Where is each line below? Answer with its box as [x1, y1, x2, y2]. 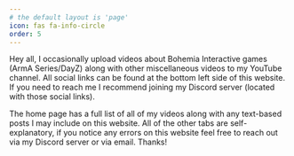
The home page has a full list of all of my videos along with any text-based [9, 108, 282, 120]
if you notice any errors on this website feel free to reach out [56, 128, 278, 138]
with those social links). [9, 91, 96, 102]
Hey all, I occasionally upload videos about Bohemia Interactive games [9, 54, 268, 65]
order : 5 [9, 29, 42, 38]
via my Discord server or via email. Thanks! [9, 136, 167, 147]
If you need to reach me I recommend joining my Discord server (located [9, 82, 275, 93]
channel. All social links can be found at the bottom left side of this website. [9, 73, 286, 83]
